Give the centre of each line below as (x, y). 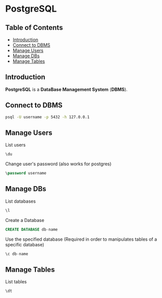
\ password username (26, 173)
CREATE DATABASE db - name (31, 229)
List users (15, 145)
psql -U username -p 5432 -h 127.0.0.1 (47, 117)
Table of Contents (34, 28)
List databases (21, 201)
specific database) (25, 244)
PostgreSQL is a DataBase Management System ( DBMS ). (67, 89)
